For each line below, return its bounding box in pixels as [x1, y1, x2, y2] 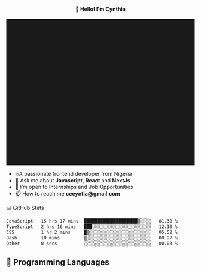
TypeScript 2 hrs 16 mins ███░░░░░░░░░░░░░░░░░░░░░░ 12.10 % [6, 224, 178, 230]
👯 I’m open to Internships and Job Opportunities [14, 184, 133, 191]
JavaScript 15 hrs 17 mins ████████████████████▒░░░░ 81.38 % [6, 218, 178, 224]
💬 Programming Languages [6, 257, 109, 267]
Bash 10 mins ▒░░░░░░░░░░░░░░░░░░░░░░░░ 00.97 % [6, 235, 178, 241]
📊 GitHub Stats [6, 205, 44, 212]
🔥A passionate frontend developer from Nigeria [14, 170, 132, 178]
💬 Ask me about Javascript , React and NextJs [14, 177, 130, 184]
